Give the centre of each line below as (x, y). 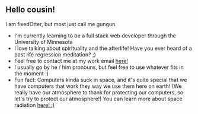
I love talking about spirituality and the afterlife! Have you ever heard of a (103, 48)
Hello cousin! (31, 10)
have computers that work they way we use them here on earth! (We (98, 86)
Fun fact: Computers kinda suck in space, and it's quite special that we (100, 80)
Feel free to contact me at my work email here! (71, 61)
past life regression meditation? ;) (55, 54)
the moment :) (31, 73)
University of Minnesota (43, 42)
